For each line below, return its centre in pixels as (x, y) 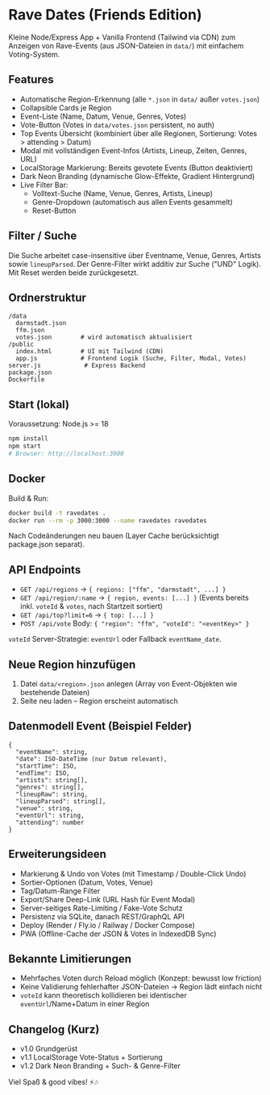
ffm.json (30, 331)
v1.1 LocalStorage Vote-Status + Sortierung (91, 1057)
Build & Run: (29, 498)
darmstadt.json (41, 323)
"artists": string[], (52, 780)
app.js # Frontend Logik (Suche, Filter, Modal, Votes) (131, 359)
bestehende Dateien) (55, 692)
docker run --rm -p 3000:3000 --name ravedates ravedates (108, 520)
